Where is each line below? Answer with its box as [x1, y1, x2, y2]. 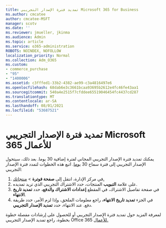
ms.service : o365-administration [5, 44, 75, 49]
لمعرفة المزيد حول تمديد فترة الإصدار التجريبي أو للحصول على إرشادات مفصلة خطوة [5, 211, 162, 217]
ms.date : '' [5, 26, 30, 31]
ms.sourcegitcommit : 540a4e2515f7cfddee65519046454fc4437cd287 [5, 90, 139, 95]
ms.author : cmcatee [5, 12, 46, 17]
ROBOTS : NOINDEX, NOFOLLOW [5, 48, 61, 53]
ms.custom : [5, 62, 28, 67]
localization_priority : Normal [5, 53, 70, 58]
